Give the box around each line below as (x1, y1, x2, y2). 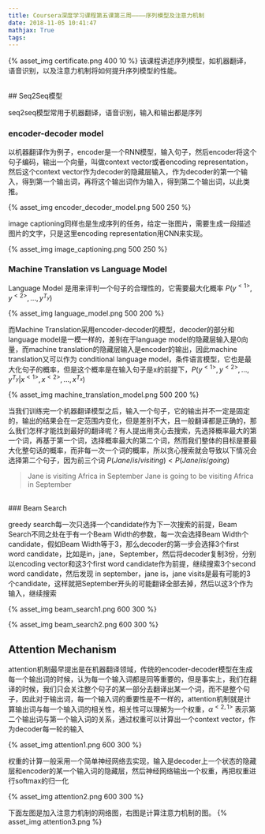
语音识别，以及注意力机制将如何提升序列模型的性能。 (8, 66, 181, 76)
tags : (8, 33, 26, 42)
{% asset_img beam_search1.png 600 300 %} (8, 604, 158, 614)
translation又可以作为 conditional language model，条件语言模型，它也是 (8, 354, 245, 364)
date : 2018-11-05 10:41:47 (8, 19, 97, 27)
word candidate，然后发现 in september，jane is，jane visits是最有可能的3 (8, 569, 251, 578)
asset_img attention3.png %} (8, 817, 103, 826)
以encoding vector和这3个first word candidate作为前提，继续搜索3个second (8, 559, 256, 569)
